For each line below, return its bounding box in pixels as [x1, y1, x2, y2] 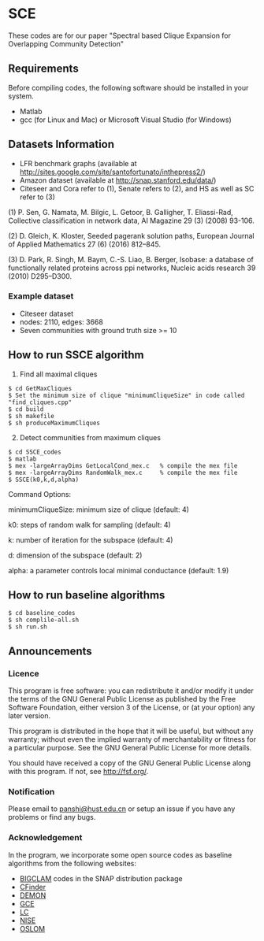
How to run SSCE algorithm [8, 348, 144, 362]
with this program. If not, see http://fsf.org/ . [8, 767, 149, 776]
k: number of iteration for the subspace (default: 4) [8, 535, 173, 544]
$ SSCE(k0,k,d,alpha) [8, 476, 80, 483]
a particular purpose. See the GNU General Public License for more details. [8, 743, 252, 753]
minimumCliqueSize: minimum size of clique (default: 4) [8, 505, 189, 514]
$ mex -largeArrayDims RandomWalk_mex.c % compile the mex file [8, 469, 238, 476]
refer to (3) [19, 192, 55, 202]
